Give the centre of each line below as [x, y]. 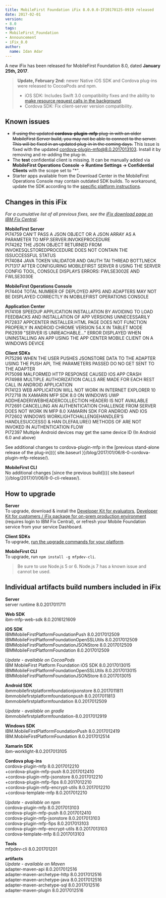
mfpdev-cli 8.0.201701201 [31, 849]
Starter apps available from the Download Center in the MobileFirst [81, 176]
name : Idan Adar [26, 51]
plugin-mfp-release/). [27, 458]
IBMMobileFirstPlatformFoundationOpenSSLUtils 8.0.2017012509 [71, 639]
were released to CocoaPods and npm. [57, 86]
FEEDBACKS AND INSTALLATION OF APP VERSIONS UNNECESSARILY [78, 317]
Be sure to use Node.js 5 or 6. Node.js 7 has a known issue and [82, 566]
